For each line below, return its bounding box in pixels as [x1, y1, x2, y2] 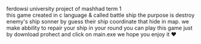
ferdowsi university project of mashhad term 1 [6, 5, 122, 12]
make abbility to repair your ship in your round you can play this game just [6, 24, 193, 31]
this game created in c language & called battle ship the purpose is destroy [6, 11, 195, 19]
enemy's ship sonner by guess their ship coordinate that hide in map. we [6, 18, 189, 25]
